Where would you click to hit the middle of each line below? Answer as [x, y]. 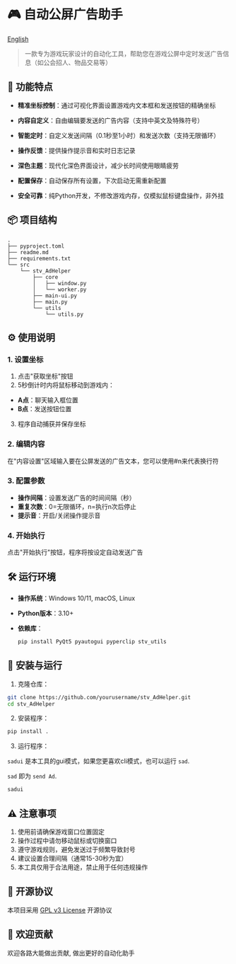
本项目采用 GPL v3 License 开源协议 [60, 910]
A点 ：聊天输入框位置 [48, 400]
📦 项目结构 [33, 220]
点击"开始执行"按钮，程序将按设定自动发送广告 [75, 552]
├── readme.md [28, 252]
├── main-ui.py [55, 295]
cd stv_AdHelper [31, 704]
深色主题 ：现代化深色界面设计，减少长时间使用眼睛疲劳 [98, 165]
